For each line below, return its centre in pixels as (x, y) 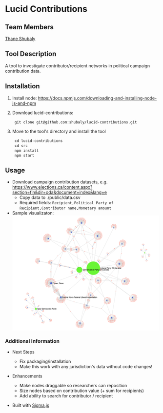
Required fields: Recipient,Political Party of (66, 203)
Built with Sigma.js (31, 405)
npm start (24, 155)
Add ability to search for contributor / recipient (66, 395)
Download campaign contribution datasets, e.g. (60, 182)
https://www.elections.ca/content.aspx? (52, 187)
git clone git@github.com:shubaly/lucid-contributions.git (76, 122)
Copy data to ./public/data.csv (50, 197)
